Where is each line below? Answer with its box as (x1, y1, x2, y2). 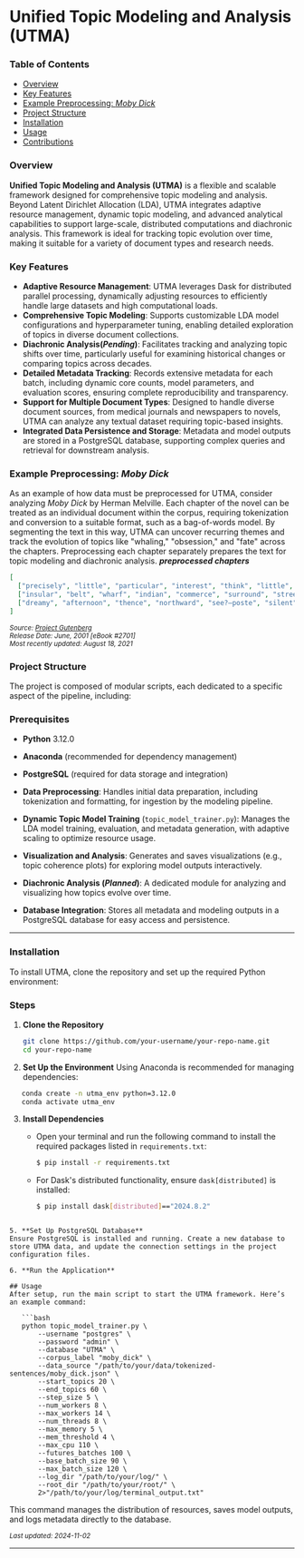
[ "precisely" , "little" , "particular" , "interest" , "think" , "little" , (17, 582, 294, 591)
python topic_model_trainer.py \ (21, 1322, 147, 1331)
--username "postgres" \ (37, 1329, 131, 1339)
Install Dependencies (22, 1113, 104, 1124)
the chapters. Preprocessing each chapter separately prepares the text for (9, 546, 287, 557)
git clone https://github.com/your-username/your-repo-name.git (22, 1036, 271, 1045)
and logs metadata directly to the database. (9, 1514, 172, 1525)
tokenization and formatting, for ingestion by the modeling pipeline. (22, 796, 273, 807)
